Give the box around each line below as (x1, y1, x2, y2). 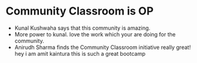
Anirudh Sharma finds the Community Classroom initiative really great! (14, 44, 191, 51)
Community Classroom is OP (5, 4, 154, 18)
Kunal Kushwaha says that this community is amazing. (14, 24, 151, 31)
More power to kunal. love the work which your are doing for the (14, 30, 176, 38)
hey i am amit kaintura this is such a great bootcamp (14, 50, 146, 57)
